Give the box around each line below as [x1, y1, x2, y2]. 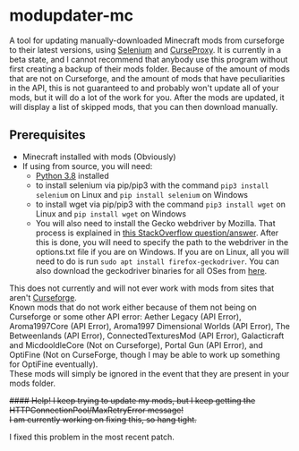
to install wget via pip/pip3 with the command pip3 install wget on [35, 199, 286, 209]
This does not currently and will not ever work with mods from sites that [9, 283, 275, 294]
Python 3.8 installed [35, 170, 109, 181]
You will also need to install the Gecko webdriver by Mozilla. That [35, 217, 276, 228]
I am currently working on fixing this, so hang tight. [9, 413, 197, 425]
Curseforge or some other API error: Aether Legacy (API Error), [9, 311, 242, 322]
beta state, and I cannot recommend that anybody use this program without [9, 54, 288, 64]
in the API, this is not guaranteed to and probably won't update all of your [9, 82, 279, 93]
